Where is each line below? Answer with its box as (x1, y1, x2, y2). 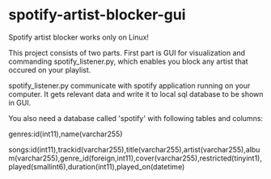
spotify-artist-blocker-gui (8, 6, 186, 24)
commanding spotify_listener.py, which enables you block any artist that (8, 56, 248, 66)
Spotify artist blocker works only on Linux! (8, 32, 150, 42)
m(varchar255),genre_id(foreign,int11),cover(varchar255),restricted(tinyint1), (8, 153, 263, 163)
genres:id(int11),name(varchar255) (8, 129, 123, 139)
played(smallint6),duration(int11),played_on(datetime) (8, 161, 185, 171)
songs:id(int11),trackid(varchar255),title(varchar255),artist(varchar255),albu (8, 144, 260, 154)
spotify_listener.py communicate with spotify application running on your (8, 81, 251, 90)
